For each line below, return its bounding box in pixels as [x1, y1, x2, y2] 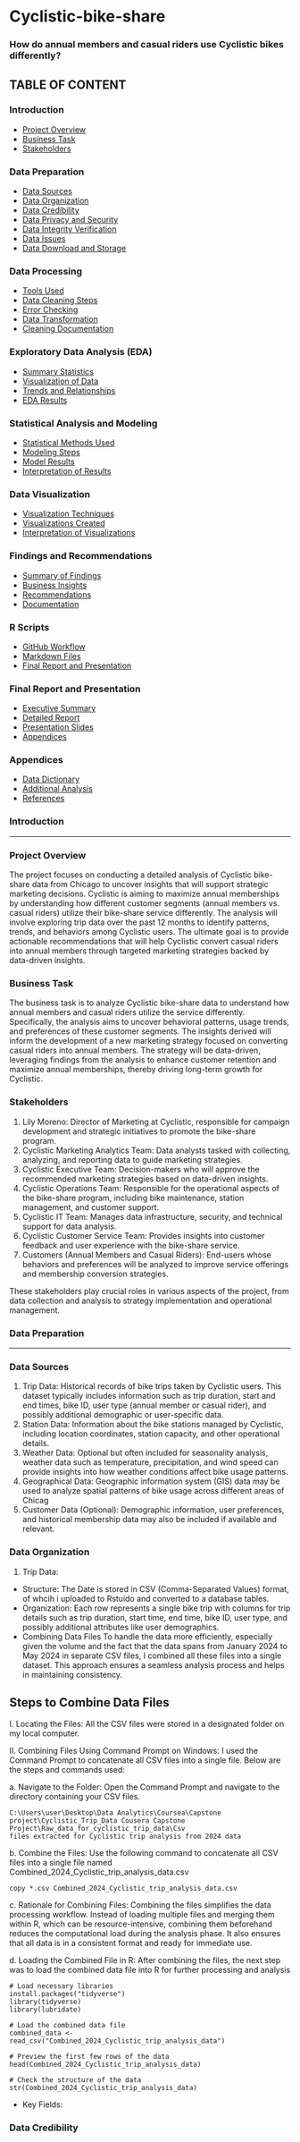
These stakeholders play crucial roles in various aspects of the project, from [9, 1285, 289, 1296]
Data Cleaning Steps [21, 295, 98, 306]
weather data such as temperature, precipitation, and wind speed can [21, 1457, 279, 1468]
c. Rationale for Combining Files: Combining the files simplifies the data [9, 1900, 272, 1910]
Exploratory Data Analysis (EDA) [9, 346, 153, 359]
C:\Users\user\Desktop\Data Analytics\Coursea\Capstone [9, 1808, 221, 1817]
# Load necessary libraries [9, 1982, 114, 1991]
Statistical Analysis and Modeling [9, 417, 158, 429]
